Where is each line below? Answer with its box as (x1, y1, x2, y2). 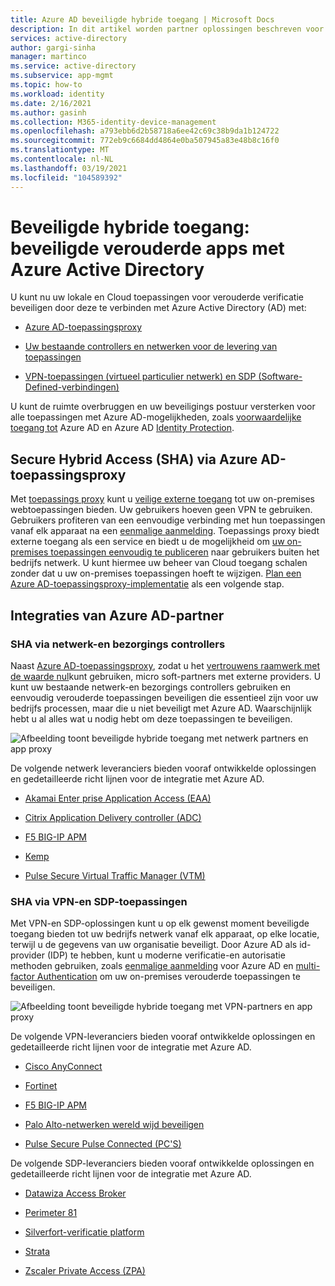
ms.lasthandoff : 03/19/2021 (10, 163, 128, 173)
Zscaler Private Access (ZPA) (24, 1265, 146, 1277)
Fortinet (24, 1080, 58, 1092)
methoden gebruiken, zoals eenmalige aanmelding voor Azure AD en (10, 960, 294, 972)
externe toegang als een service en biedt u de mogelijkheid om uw (10, 536, 285, 548)
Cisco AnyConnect (24, 1061, 103, 1073)
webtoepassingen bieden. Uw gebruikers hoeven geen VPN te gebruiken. (10, 504, 313, 516)
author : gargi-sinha (10, 42, 97, 53)
